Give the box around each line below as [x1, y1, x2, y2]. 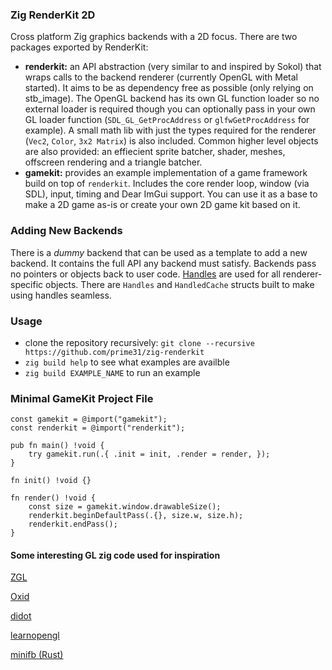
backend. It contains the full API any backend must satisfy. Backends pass [10, 257, 317, 269]
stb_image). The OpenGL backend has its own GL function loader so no [24, 93, 320, 105]
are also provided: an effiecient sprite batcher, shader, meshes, [24, 146, 286, 158]
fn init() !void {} [10, 476, 92, 486]
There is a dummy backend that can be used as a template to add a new [10, 246, 308, 258]
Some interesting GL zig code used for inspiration [10, 549, 221, 561]
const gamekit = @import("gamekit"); [10, 414, 168, 425]
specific [10, 278, 44, 290]
